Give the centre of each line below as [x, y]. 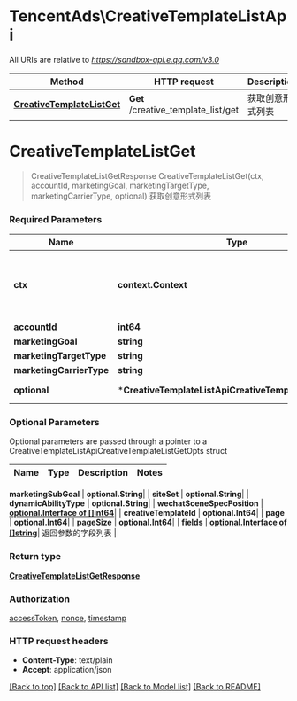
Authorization [40, 598]
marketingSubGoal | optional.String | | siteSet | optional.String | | [129, 495]
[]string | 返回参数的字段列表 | [63, 533]
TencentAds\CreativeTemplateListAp [148, 16]
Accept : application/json [67, 670]
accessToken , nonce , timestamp [68, 619]
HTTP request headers [59, 641]
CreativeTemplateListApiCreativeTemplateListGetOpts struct [118, 451]
